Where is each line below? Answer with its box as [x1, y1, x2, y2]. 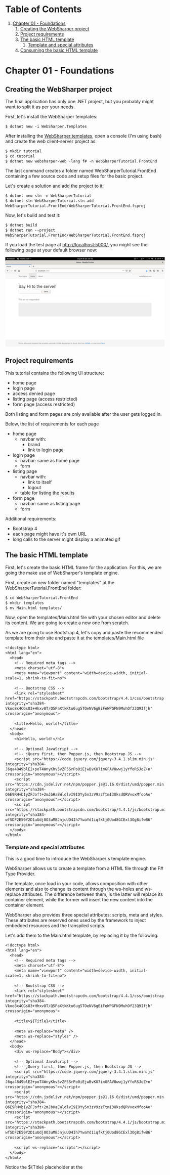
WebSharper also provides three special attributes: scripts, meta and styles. [5, 911, 163, 918]
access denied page [12, 390, 55, 397]
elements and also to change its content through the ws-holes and [5, 886, 144, 892]
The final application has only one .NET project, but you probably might [5, 98, 154, 104]
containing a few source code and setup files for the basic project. [5, 173, 144, 179]
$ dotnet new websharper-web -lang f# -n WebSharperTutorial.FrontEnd [5, 158, 157, 164]
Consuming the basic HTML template [20, 47, 98, 53]
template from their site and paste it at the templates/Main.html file [5, 635, 144, 641]
